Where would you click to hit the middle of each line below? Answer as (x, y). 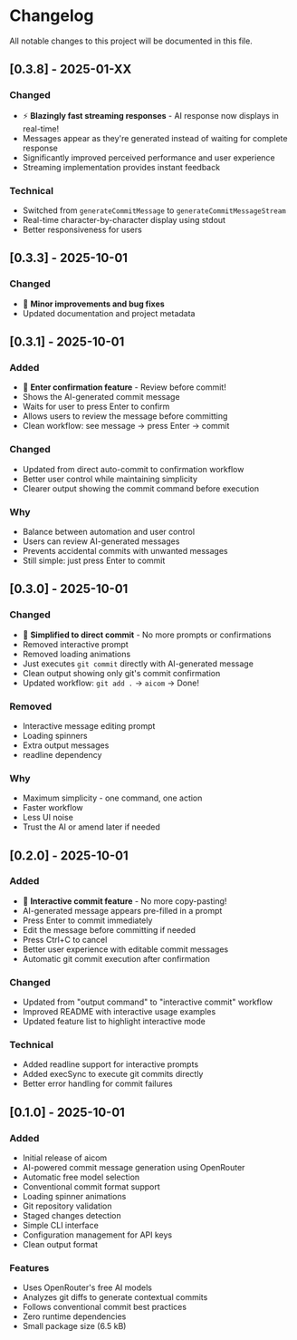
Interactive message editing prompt (89, 725)
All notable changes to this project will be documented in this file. (131, 41)
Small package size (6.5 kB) (74, 1326)
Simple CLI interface (61, 1226)
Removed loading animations (77, 654)
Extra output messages (66, 745)
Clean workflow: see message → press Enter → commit (126, 426)
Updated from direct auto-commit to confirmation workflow (133, 469)
